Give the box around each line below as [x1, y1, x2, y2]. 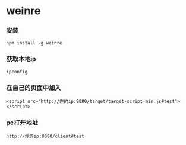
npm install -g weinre [6, 40, 62, 46]
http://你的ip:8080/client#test [6, 133, 84, 140]
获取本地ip [6, 55, 37, 63]
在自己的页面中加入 [6, 83, 61, 92]
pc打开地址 [6, 118, 39, 127]
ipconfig [6, 69, 28, 75]
